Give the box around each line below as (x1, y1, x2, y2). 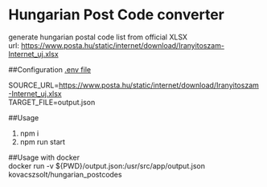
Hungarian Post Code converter (8, 6, 225, 24)
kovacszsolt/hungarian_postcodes (8, 169, 122, 179)
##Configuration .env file (8, 64, 91, 74)
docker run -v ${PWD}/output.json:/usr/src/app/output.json (8, 161, 205, 170)
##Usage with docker (8, 152, 80, 162)
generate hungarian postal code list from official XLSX (8, 32, 187, 42)
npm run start (19, 136, 66, 146)
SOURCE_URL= (8, 80, 60, 90)
